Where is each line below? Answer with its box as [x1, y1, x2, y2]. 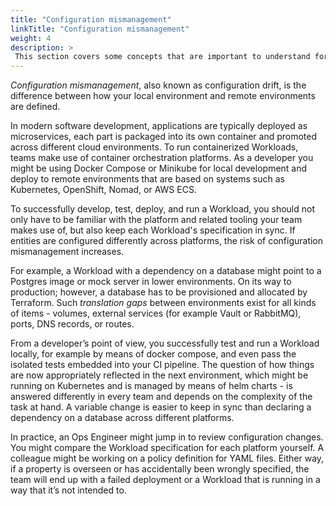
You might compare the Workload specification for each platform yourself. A [10, 442, 325, 454]
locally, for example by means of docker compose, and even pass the [10, 348, 297, 360]
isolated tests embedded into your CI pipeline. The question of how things [10, 359, 315, 371]
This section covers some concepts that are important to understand [14, 52, 311, 62]
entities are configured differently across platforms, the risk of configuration [10, 235, 324, 247]
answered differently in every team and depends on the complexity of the [10, 391, 313, 403]
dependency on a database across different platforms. [10, 412, 235, 424]
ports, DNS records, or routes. [10, 318, 135, 330]
